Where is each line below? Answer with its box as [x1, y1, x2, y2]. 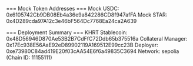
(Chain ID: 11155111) [6, 54, 52, 61]
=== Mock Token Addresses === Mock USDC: [6, 5, 119, 12]
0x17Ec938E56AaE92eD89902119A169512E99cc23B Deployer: [6, 41, 159, 48]
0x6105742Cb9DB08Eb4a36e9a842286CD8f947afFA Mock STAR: [6, 11, 168, 18]
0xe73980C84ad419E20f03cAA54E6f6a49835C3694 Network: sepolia [6, 48, 179, 55]
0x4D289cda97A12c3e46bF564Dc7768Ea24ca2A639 [6, 18, 137, 24]
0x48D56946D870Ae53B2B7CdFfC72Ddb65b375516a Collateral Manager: [6, 35, 188, 42]
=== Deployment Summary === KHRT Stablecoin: [6, 29, 128, 36]
